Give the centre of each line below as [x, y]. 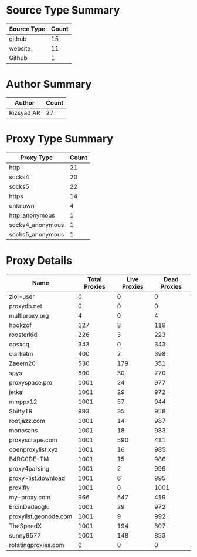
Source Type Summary [63, 10]
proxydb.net [26, 306]
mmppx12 [23, 402]
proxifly [20, 488]
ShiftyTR [21, 411]
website [20, 48]
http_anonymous [32, 215]
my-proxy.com [30, 497]
